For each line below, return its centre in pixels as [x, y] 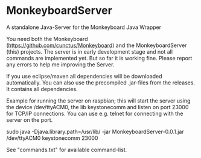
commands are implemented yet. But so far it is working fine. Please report [99, 58]
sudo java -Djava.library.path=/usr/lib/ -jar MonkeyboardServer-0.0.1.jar [95, 131]
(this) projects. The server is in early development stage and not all [90, 51]
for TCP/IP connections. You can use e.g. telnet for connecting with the [95, 113]
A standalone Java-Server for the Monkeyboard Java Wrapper [84, 27]
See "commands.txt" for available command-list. [67, 150]
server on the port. [30, 120]
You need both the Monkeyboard [47, 39]
